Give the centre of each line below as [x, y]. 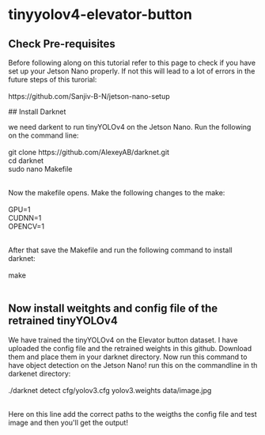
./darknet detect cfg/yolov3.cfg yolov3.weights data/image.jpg [110, 390]
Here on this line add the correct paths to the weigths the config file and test [132, 414]
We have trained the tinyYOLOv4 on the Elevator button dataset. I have [123, 340]
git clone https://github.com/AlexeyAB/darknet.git [89, 152]
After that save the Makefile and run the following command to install [120, 250]
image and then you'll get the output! [68, 422]
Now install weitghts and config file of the [113, 309]
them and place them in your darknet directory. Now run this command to [128, 357]
